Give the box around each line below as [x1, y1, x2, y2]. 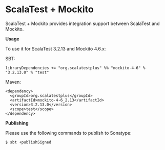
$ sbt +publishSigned [5, 139, 52, 145]
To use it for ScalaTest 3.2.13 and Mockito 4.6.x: [5, 45, 106, 52]
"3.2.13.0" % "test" [5, 70, 50, 75]
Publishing [5, 120, 29, 126]
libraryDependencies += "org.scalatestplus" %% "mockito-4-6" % [5, 65, 146, 70]
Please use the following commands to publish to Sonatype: [5, 130, 132, 136]
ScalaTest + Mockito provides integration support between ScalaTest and [5, 20, 160, 27]
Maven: [5, 79, 22, 85]
